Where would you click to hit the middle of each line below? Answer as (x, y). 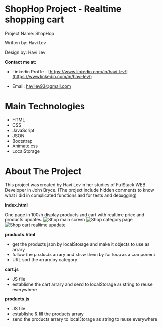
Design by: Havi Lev (25, 52)
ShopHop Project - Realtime (63, 9)
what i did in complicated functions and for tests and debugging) (71, 195)
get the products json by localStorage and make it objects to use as (81, 244)
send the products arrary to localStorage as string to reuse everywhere (84, 319)
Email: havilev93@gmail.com (41, 86)
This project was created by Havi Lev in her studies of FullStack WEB (75, 185)
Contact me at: (21, 62)
